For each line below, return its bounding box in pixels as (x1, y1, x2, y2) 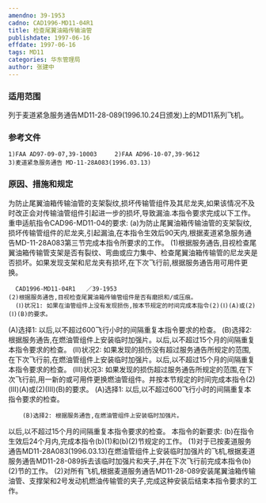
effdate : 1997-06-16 (8, 41, 77, 49)
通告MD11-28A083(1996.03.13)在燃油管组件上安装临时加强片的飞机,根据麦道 (8, 446, 256, 455)
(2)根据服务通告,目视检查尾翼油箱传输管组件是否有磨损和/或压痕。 (8, 293, 197, 301)
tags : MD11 (8, 48, 44, 56)
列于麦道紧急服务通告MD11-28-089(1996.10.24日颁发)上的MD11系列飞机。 (8, 110, 248, 120)
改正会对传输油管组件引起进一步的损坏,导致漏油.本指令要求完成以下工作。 (14, 208, 256, 218)
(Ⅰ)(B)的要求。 (8, 310, 51, 318)
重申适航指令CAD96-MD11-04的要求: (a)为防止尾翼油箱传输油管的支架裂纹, (8, 218, 253, 227)
